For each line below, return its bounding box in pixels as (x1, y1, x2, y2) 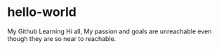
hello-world (7, 4, 77, 20)
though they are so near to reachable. (7, 34, 117, 42)
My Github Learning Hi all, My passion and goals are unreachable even (7, 27, 212, 35)
